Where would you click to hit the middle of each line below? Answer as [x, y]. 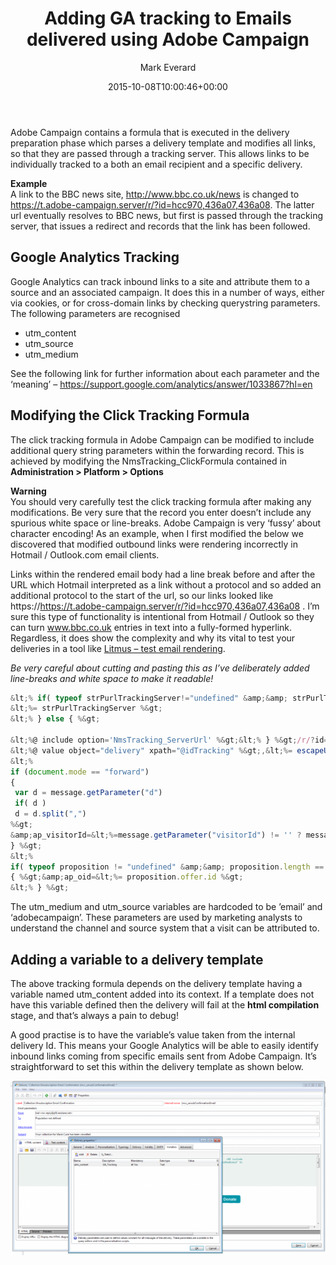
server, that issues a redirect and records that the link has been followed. [160, 226]
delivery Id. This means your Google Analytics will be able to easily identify [164, 1045]
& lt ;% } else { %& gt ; [55, 719]
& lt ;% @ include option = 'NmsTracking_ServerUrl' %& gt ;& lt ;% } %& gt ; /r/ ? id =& [171, 740]
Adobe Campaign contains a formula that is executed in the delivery [150, 132]
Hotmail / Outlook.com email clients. [85, 554]
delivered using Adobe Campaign [168, 39]
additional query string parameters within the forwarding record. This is [157, 450]
